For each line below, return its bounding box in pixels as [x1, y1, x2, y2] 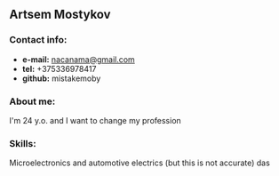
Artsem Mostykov [9, 7, 111, 22]
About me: [9, 95, 56, 108]
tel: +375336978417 [21, 63, 97, 74]
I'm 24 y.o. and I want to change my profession [9, 115, 182, 125]
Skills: [9, 137, 37, 149]
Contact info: [9, 34, 68, 46]
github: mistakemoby [21, 73, 101, 84]
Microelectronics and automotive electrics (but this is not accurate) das [9, 157, 271, 168]
